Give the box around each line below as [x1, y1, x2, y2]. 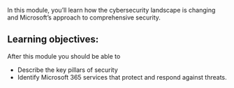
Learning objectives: [7, 34, 99, 45]
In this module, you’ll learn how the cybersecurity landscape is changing [7, 6, 216, 14]
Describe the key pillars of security [17, 66, 119, 74]
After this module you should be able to [7, 52, 121, 60]
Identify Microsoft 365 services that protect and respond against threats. [17, 73, 227, 81]
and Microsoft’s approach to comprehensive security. [7, 13, 161, 22]
